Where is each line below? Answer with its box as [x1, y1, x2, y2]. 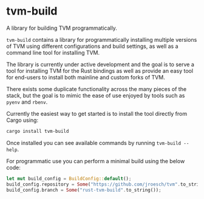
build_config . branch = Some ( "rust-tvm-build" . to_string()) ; [6, 187, 162, 193]
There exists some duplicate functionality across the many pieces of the [6, 85, 187, 92]
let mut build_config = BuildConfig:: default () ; [6, 175, 132, 181]
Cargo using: [6, 116, 38, 124]
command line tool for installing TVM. [6, 49, 100, 56]
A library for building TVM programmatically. [6, 24, 117, 32]
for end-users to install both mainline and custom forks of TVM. [6, 73, 165, 81]
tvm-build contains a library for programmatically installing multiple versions [6, 36, 197, 43]
